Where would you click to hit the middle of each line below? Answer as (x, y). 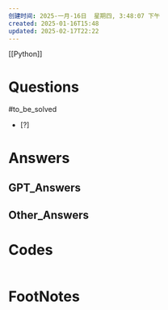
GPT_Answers (45, 187)
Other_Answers (48, 215)
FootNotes (44, 297)
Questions (44, 87)
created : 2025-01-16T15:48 (54, 24)
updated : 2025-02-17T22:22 (54, 31)
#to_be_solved (33, 110)
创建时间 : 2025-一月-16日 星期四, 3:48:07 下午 (84, 16)
